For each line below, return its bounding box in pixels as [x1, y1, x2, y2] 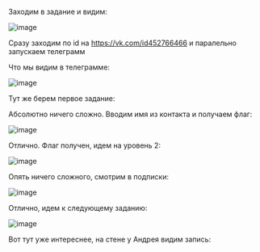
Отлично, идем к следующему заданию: [8, 204, 148, 212]
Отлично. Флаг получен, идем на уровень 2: [8, 141, 161, 150]
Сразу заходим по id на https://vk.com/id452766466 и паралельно [8, 38, 237, 48]
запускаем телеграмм [8, 47, 86, 56]
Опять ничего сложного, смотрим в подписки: [8, 172, 170, 181]
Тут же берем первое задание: [8, 94, 115, 103]
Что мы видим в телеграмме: [8, 62, 111, 72]
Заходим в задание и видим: [8, 7, 107, 16]
